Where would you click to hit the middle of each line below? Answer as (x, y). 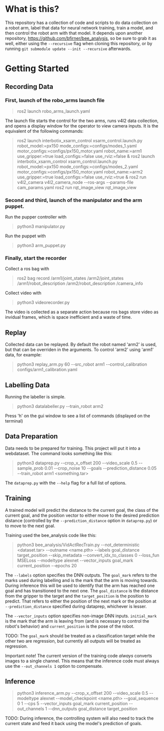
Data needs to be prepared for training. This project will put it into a (73, 448)
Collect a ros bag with (27, 269)
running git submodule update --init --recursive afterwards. (68, 49)
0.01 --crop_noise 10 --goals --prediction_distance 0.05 (100, 468)
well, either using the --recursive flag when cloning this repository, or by (79, 43)
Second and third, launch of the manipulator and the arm (74, 200)
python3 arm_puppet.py (41, 246)
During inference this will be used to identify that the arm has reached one (80, 585)
